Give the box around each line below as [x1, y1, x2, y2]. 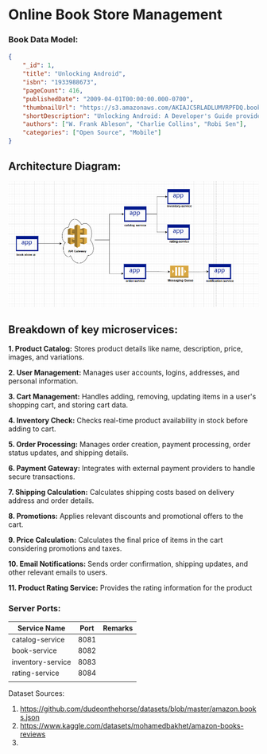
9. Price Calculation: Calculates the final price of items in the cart [8, 535, 223, 544]
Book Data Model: [8, 34, 79, 45]
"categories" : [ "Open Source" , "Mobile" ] [22, 129, 161, 137]
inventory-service [11, 657, 72, 666]
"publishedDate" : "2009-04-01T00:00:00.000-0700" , [22, 95, 194, 103]
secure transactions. [8, 472, 75, 481]
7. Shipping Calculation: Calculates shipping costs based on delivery [8, 487, 234, 497]
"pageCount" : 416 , [22, 86, 83, 95]
